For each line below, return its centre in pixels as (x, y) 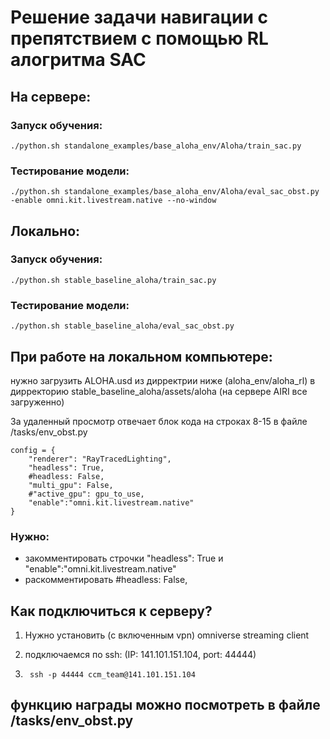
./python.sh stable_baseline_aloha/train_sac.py (113, 280)
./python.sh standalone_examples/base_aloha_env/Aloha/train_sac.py (156, 146)
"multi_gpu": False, (71, 485)
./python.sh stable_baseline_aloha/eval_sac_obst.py (122, 326)
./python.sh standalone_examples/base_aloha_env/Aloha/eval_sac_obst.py (165, 192)
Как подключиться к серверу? (111, 611)
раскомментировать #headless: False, (106, 580)
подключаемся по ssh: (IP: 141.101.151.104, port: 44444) (140, 655)
